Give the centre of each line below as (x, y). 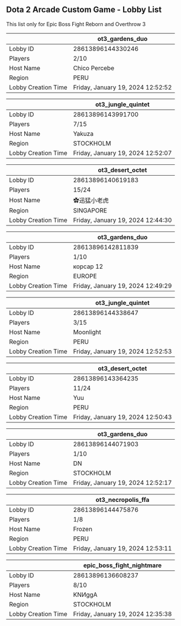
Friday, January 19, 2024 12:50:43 (122, 417)
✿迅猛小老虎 (91, 200)
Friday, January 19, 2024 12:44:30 (122, 220)
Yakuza (83, 134)
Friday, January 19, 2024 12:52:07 (122, 152)
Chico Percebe (93, 68)
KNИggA (85, 595)
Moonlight (87, 332)
